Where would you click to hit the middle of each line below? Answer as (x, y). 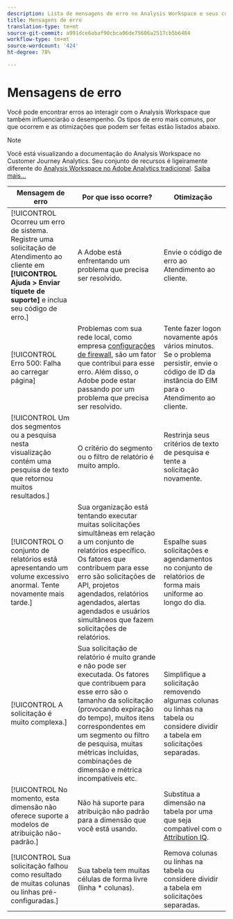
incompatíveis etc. (107, 778)
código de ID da (189, 372)
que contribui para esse (116, 363)
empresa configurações (116, 345)
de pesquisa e (187, 452)
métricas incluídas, (108, 752)
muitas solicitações (109, 524)
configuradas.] (35, 900)
